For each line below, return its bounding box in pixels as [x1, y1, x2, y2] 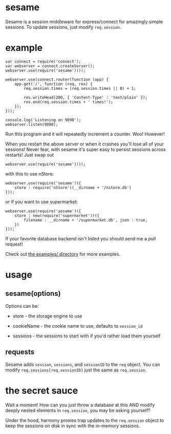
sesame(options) [5, 289, 61, 298]
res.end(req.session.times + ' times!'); [24, 99, 114, 104]
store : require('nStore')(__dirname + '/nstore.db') [14, 185, 132, 190]
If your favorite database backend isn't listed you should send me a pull [5, 235, 156, 241]
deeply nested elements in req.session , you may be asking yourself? [5, 407, 151, 413]
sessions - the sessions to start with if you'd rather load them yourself [12, 333, 161, 339]
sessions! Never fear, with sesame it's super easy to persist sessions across [5, 146, 166, 153]
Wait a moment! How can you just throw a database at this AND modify [5, 402, 155, 408]
